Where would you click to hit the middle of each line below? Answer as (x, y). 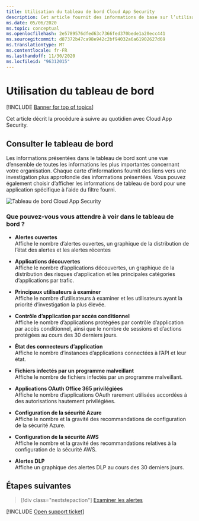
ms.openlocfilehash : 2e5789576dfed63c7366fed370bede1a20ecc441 (86, 34)
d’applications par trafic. (44, 280)
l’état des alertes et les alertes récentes (63, 250)
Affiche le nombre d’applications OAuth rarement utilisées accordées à (101, 395)
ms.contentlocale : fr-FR (37, 51)
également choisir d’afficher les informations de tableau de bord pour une (96, 183)
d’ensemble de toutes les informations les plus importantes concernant (93, 165)
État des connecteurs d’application (59, 346)
